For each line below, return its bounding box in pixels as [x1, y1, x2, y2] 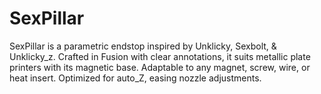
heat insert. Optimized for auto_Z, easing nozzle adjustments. [9, 72, 262, 84]
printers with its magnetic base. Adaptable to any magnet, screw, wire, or [9, 61, 311, 73]
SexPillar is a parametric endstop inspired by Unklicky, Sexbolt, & [9, 40, 277, 52]
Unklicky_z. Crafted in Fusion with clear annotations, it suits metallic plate [9, 50, 311, 62]
